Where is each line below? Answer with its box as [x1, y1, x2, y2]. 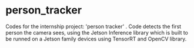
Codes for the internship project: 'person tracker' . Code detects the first [5, 23, 182, 30]
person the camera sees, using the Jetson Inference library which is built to [5, 29, 189, 36]
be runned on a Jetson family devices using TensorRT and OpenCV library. [5, 35, 187, 42]
